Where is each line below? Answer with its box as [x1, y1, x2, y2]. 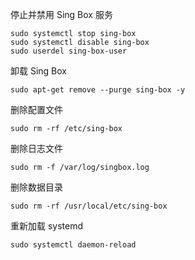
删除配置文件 [10, 104, 63, 115]
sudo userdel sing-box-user [10, 46, 128, 56]
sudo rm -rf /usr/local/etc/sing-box [10, 201, 168, 211]
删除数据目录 [10, 181, 63, 193]
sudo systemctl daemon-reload [10, 240, 137, 250]
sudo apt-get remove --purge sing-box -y [10, 85, 186, 95]
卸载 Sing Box [10, 65, 67, 77]
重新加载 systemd [10, 220, 84, 232]
